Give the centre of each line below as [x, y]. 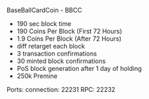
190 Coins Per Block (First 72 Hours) [69, 31]
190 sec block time [44, 24]
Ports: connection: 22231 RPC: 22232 [61, 90]
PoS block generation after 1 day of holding [79, 68]
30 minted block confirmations [61, 61]
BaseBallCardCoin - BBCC [44, 10]
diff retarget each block [51, 46]
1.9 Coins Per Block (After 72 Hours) [69, 39]
